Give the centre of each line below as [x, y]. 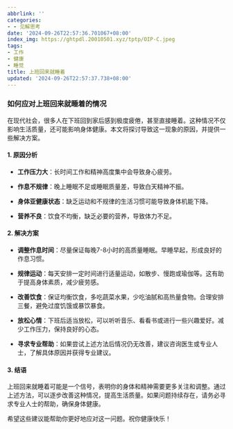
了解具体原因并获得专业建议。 [72, 353]
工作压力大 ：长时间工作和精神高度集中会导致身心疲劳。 [96, 172]
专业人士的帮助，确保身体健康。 [59, 404]
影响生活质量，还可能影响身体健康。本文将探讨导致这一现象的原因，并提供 [113, 129]
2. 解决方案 [23, 233]
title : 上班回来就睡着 [36, 72]
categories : [24, 20]
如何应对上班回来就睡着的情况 [57, 104]
